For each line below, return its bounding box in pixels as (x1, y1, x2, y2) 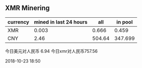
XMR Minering (5, 4, 50, 12)
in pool (116, 18, 133, 25)
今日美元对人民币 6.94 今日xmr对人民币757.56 (5, 48, 98, 54)
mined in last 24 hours (34, 18, 88, 25)
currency (7, 18, 29, 25)
